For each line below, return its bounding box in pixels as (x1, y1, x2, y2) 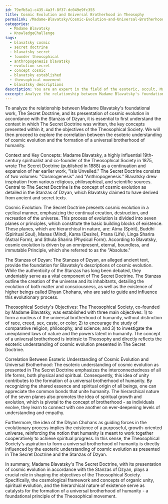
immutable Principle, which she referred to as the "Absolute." (5, 247, 131, 254)
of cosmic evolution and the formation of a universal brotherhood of (5, 137, 145, 143)
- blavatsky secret (9, 49, 50, 54)
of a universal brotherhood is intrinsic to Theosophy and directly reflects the (5, 336, 162, 342)
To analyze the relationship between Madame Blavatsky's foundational (5, 105, 151, 111)
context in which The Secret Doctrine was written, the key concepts (5, 121, 145, 127)
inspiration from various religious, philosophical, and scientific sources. (5, 179, 152, 185)
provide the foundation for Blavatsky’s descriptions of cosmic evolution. (5, 262, 153, 269)
